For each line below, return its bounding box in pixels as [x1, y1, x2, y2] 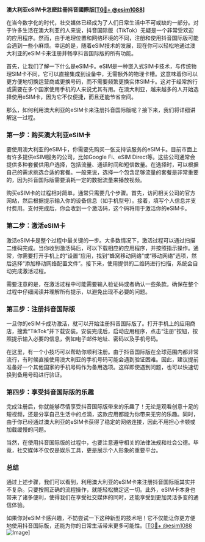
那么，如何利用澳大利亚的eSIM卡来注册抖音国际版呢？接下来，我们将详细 [6, 107, 190, 113]
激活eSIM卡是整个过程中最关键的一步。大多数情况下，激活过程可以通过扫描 [6, 236, 196, 244]
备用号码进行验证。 [16, 371, 65, 378]
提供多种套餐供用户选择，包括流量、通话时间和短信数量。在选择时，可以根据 [6, 161, 199, 168]
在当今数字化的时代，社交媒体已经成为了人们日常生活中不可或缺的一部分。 [6, 19, 193, 26]
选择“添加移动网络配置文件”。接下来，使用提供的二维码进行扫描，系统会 [11, 260, 193, 267]
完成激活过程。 [11, 267, 49, 274]
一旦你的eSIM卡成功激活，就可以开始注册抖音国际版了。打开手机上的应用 [6, 320, 190, 327]
